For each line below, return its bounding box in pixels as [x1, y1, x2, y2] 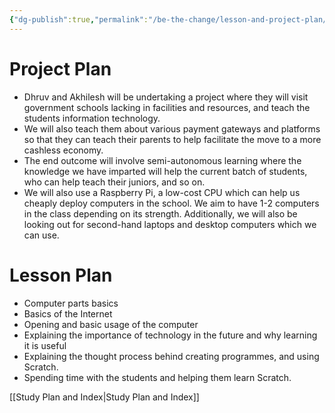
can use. [23, 229, 60, 241]
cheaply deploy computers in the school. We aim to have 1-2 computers [23, 197, 320, 209]
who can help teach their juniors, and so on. [23, 176, 206, 188]
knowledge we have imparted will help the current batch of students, [23, 165, 308, 177]
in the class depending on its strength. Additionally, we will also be [23, 207, 298, 220]
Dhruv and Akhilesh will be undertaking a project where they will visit [23, 91, 309, 103]
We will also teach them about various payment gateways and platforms [23, 122, 321, 135]
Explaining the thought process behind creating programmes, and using [23, 350, 320, 362]
